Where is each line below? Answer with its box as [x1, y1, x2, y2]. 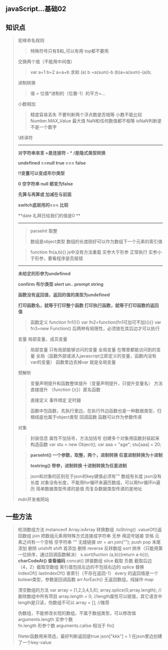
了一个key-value [17, 640, 52, 646]
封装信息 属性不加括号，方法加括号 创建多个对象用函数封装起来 [30, 435, 160, 441]
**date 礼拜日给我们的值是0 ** [17, 213, 81, 218]
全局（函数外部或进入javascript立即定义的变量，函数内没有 [36, 353, 157, 359]
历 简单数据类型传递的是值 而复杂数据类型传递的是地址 [30, 486, 143, 492]
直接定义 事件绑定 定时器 [30, 397, 81, 403]
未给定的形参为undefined [17, 271, 71, 277]
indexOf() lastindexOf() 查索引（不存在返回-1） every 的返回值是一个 [17, 570, 159, 576]
